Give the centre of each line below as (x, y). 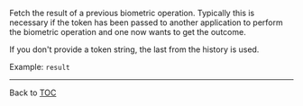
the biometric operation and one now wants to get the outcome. (128, 32)
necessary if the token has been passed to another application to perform (146, 22)
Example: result (40, 67)
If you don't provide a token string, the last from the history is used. (134, 49)
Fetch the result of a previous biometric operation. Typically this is (132, 13)
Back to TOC (33, 93)
